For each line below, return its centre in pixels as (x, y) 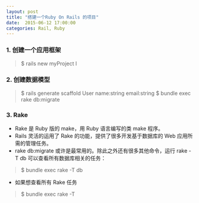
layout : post (22, 12)
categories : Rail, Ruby (36, 28)
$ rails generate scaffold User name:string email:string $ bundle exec (106, 93)
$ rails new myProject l (49, 64)
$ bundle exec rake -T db (52, 170)
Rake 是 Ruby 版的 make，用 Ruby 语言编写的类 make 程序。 (89, 129)
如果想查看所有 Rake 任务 (46, 182)
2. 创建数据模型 (28, 80)
